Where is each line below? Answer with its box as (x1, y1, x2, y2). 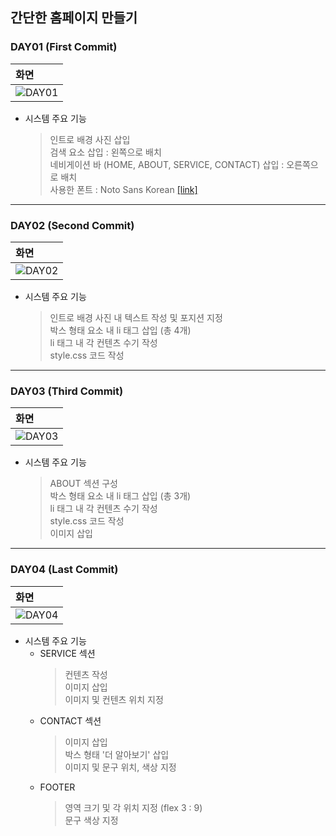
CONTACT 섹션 (39, 714, 102, 727)
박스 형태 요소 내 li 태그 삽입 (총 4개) (49, 324, 192, 336)
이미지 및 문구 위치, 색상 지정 (64, 761, 177, 773)
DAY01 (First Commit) (10, 40, 118, 54)
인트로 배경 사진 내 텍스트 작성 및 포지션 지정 (49, 311, 223, 323)
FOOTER (39, 781, 76, 793)
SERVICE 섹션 (39, 647, 96, 659)
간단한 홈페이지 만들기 (10, 9, 138, 27)
